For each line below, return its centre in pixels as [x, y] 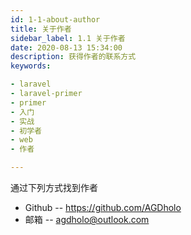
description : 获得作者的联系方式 [73, 57]
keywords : [31, 66]
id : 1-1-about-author [55, 19]
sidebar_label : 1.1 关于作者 [68, 38]
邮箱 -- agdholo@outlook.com [87, 219]
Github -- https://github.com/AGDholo [103, 207]
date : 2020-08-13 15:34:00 [66, 47]
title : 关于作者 [41, 29]
